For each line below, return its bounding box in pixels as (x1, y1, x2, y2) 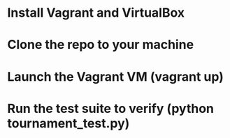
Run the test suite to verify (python (7, 100, 215, 116)
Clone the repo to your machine (7, 37, 194, 53)
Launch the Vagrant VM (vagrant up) (7, 68, 224, 84)
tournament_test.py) (7, 115, 130, 131)
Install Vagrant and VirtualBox (7, 5, 185, 21)
